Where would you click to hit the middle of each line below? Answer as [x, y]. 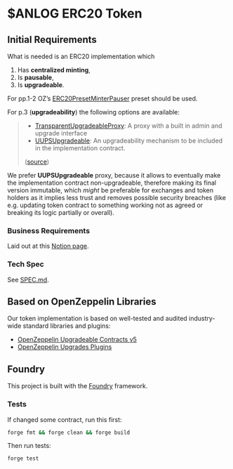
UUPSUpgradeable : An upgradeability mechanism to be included [129, 140]
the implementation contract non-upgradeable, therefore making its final [112, 183]
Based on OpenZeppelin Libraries [82, 302]
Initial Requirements [52, 40]
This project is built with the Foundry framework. [78, 386]
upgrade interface [61, 133]
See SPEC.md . [28, 279]
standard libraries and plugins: [67, 326]
